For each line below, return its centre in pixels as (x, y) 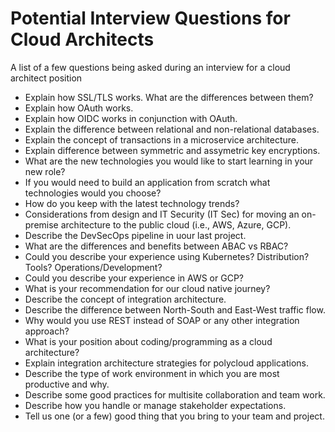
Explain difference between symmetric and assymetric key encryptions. (172, 150)
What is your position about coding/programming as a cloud (148, 341)
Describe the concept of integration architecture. (125, 299)
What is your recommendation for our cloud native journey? (147, 288)
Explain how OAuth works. (79, 108)
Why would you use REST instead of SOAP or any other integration (162, 320)
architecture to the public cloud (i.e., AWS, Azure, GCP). (176, 224)
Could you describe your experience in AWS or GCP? (134, 278)
